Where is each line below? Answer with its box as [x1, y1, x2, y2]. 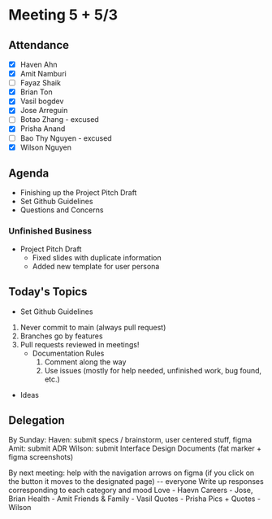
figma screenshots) [8, 452, 74, 462]
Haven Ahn [19, 59, 58, 69]
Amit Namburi [19, 69, 67, 79]
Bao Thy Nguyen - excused [19, 133, 112, 143]
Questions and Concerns [19, 205, 104, 215]
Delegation [8, 413, 65, 427]
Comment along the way [44, 356, 127, 367]
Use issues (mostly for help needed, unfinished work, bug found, [44, 365, 262, 375]
